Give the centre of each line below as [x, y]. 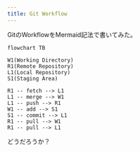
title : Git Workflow [38, 14]
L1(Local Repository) [39, 72]
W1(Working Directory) [40, 60]
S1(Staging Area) [33, 78]
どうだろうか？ [29, 141]
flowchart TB [26, 48]
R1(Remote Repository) [40, 66]
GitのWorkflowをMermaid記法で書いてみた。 [72, 34]
